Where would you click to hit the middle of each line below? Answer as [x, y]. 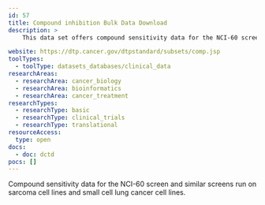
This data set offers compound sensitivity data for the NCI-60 [130, 37]
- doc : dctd [35, 155]
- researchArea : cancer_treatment [72, 95]
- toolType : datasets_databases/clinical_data [93, 67]
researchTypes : [33, 103]
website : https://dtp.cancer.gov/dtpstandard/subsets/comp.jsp [114, 52]
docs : [17, 147]
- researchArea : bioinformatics [69, 88]
